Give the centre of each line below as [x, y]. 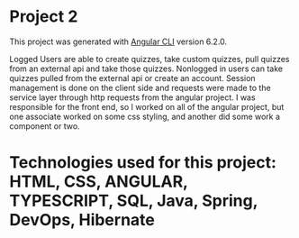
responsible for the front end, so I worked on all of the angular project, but [147, 106]
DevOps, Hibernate [82, 220]
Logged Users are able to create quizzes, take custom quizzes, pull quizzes [149, 59]
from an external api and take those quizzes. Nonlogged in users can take [146, 69]
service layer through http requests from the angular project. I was [132, 97]
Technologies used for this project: [143, 163]
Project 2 [44, 17]
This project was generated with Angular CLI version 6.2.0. [118, 41]
